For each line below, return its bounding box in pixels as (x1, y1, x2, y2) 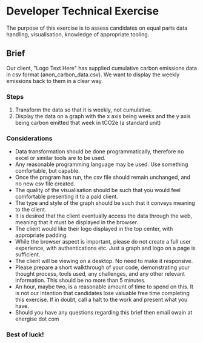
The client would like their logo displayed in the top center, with (15, 225, 173, 233)
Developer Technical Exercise (6, 4, 159, 18)
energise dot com (15, 315, 59, 322)
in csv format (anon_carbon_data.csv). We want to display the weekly (6, 71, 180, 78)
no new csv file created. (15, 180, 76, 187)
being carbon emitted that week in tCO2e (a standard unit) (15, 119, 161, 127)
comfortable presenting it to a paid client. (15, 193, 118, 201)
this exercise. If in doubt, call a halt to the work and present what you (15, 296, 188, 304)
